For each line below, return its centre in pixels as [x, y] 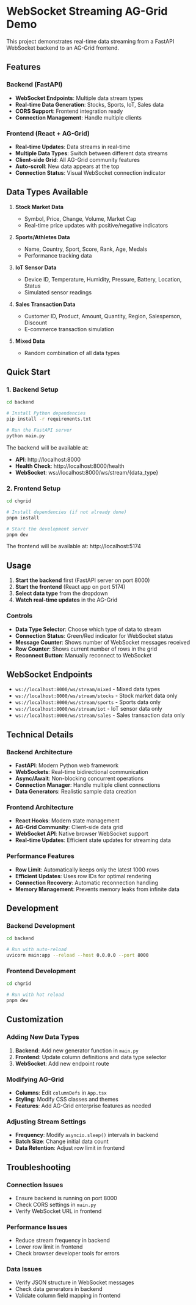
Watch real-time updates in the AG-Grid [66, 600]
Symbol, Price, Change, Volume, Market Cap [80, 218]
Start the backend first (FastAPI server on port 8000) [82, 580]
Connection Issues [35, 1185]
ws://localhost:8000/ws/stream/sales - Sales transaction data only [100, 715]
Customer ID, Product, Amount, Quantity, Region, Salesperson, [103, 316]
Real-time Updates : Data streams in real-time [73, 147]
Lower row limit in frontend [49, 1247]
